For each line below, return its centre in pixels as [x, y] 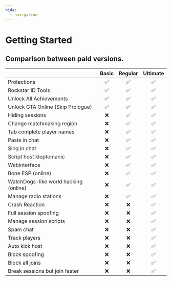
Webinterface [24, 165]
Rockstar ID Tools [29, 90]
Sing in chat [22, 148]
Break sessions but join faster [44, 271]
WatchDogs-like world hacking [45, 181]
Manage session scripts [37, 221]
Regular [128, 73]
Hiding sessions [27, 115]
